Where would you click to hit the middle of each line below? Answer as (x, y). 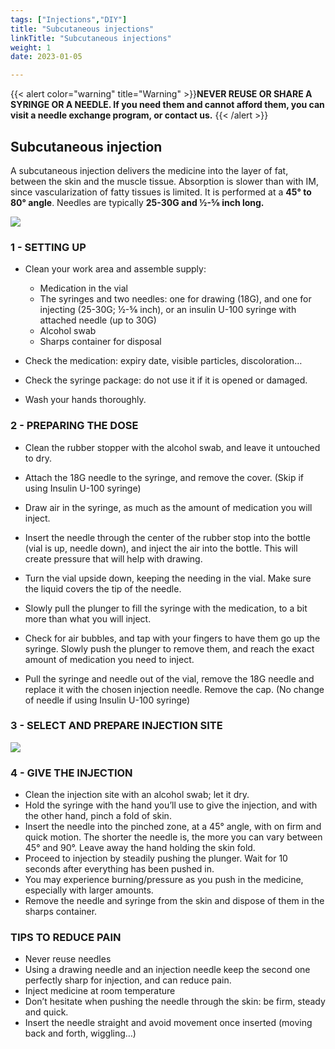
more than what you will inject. (88, 618)
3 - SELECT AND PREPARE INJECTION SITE (116, 726)
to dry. (38, 458)
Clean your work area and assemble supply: (115, 269)
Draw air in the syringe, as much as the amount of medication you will (168, 507)
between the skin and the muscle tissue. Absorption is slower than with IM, (164, 181)
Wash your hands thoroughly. (85, 400)
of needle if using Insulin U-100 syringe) (107, 700)
